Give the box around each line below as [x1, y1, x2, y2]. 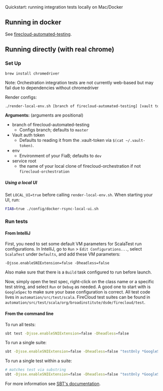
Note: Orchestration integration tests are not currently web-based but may [5, 79, 154, 85]
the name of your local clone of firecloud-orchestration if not [19, 163, 141, 169]
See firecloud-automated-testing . [5, 31, 72, 37]
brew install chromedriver [5, 71, 60, 76]
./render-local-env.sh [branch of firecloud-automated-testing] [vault [5, 103, 153, 109]
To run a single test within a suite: [5, 358, 72, 364]
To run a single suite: [5, 340, 47, 346]
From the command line [5, 311, 54, 316]
